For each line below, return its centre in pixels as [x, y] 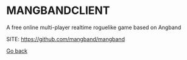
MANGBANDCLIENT [58, 11]
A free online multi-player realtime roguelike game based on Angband [94, 27]
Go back [17, 51]
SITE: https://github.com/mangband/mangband [65, 39]
